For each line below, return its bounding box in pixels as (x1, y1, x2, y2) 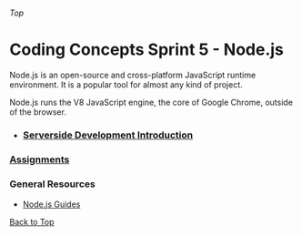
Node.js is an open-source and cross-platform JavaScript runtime (9, 69, 257, 80)
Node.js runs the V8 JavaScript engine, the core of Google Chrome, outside (9, 97, 294, 108)
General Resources (9, 178, 96, 190)
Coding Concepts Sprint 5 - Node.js (9, 39, 285, 59)
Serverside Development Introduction (22, 128, 194, 141)
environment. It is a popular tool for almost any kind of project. (9, 78, 243, 90)
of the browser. (9, 106, 66, 118)
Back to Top (9, 216, 55, 227)
